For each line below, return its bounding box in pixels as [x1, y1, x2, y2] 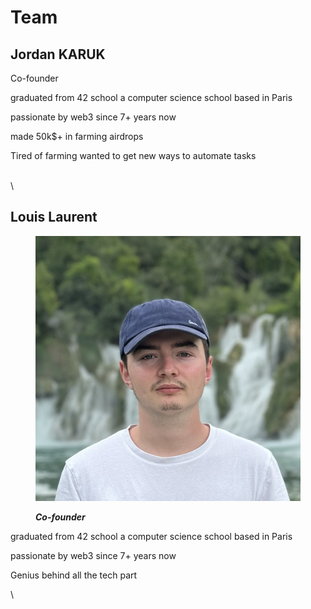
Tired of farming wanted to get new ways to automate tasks [10, 150, 257, 161]
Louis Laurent [10, 209, 98, 226]
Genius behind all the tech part [10, 569, 138, 581]
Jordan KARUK [10, 46, 106, 63]
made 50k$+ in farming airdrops [10, 131, 144, 142]
